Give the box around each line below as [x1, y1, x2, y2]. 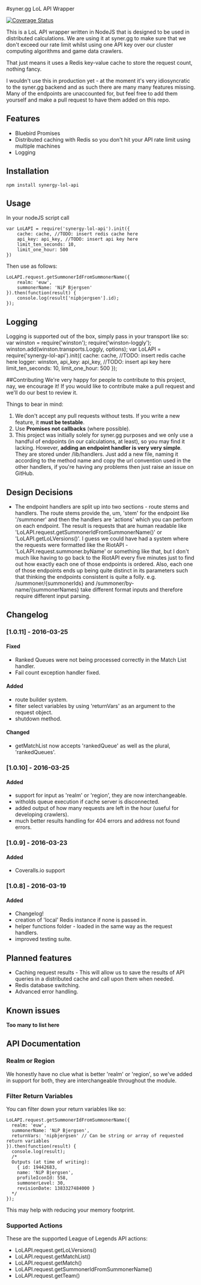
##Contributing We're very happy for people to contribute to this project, [6, 376, 186, 384]
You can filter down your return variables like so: [6, 1105, 126, 1113]
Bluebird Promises [14, 129, 61, 137]
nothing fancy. [6, 65, 42, 73]
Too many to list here [6, 1021, 60, 1029]
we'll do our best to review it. [6, 389, 78, 396]
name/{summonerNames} [14, 586, 80, 593]
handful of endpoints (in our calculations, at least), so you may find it [14, 438, 185, 445]
